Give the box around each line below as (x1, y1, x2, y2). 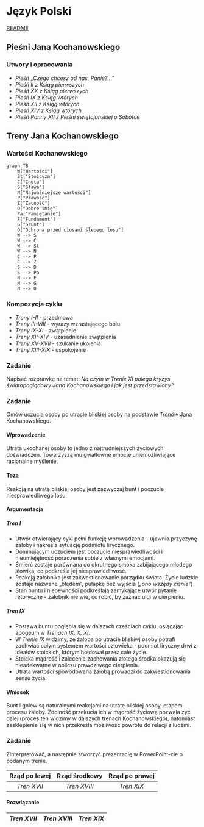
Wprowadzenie (6, 431, 46, 439)
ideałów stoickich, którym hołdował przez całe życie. (15, 648, 148, 656)
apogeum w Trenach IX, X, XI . (15, 629, 90, 637)
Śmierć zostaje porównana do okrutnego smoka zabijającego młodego (15, 561, 192, 568)
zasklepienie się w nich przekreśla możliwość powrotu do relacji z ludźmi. (6, 721, 191, 729)
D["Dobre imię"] (17, 206, 59, 212)
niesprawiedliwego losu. (6, 492, 68, 499)
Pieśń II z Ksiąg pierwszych (15, 81, 85, 88)
